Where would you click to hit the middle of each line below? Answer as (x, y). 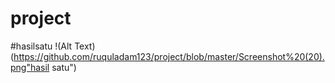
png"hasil (30, 67)
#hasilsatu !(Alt (41, 46)
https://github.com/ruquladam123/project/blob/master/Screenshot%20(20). (169, 56)
